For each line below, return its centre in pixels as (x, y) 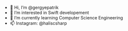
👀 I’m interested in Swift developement (49, 13)
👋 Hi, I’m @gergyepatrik (34, 8)
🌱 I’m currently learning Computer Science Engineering (66, 18)
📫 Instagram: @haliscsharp (38, 23)
